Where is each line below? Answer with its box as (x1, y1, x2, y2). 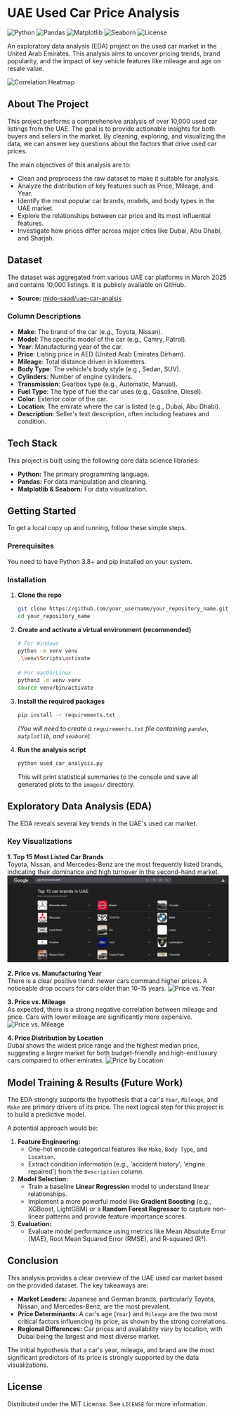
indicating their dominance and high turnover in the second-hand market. (7, 867, 220, 876)
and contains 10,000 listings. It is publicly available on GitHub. (7, 280, 186, 289)
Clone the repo (17, 591, 62, 599)
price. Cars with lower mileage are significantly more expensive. (7, 1013, 193, 1021)
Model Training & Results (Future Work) (7, 1076, 183, 1088)
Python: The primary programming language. (17, 470, 150, 478)
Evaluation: (17, 1219, 52, 1228)
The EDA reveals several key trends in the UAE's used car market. (7, 819, 198, 828)
